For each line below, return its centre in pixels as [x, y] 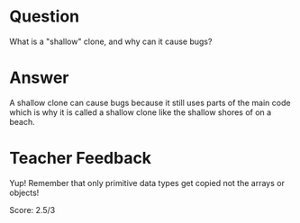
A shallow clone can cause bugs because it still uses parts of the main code [150, 103]
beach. [23, 121]
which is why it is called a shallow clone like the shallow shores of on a [141, 112]
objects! [24, 192]
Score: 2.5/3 [32, 210]
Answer [39, 78]
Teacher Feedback [80, 158]
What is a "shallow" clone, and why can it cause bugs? [111, 41]
